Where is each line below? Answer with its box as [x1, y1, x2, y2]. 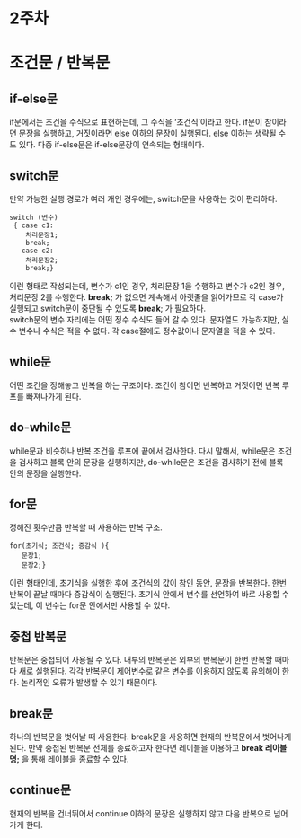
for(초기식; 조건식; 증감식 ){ [9, 542, 110, 551]
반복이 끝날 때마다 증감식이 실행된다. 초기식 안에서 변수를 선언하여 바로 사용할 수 [9, 589, 290, 600]
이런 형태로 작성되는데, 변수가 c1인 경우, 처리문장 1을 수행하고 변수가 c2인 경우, [9, 280, 286, 291]
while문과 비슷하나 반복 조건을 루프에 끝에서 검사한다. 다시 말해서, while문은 [9, 445, 276, 456]
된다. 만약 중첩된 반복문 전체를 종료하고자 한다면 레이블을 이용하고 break [9, 743, 263, 754]
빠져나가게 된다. [25, 391, 82, 401]
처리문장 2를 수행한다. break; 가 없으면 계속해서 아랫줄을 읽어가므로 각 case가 [9, 292, 284, 302]
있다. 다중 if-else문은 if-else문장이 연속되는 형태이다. [18, 139, 205, 150]
